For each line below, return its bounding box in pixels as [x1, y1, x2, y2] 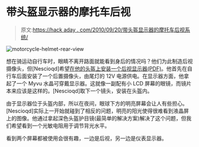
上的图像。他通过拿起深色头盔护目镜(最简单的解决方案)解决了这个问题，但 [6, 114, 187, 122]
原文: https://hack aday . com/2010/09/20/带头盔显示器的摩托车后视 [20, 26, 185, 33]
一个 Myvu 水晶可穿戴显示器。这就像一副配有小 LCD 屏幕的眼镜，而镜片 [16, 79, 192, 87]
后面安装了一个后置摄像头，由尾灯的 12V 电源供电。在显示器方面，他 [16, 72, 184, 79]
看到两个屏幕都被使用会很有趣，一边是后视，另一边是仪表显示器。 [6, 135, 167, 142]
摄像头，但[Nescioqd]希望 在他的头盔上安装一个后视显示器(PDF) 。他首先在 [6, 65, 188, 72]
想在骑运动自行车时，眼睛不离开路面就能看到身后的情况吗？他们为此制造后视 [6, 57, 193, 65]
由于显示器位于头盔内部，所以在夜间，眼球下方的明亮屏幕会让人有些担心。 [6, 100, 188, 107]
